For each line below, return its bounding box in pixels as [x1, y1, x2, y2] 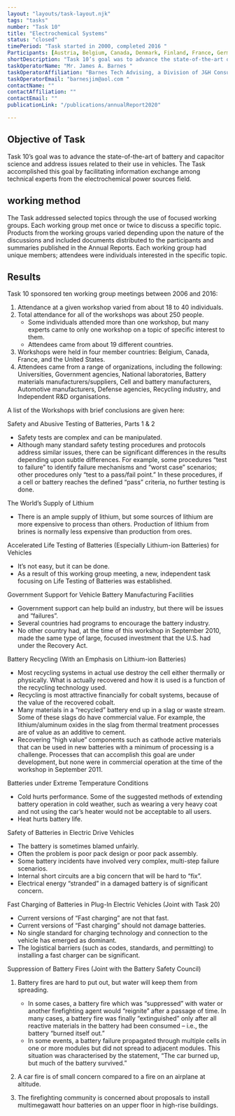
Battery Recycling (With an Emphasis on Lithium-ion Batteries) [7, 655, 187, 663]
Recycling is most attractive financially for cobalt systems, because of [17, 691, 220, 700]
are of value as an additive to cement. [17, 728, 127, 737]
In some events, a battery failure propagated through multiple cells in [27, 1037, 227, 1045]
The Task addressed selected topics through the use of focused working [7, 213, 217, 222]
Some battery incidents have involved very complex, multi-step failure [17, 857, 220, 866]
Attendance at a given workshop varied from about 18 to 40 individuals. [17, 303, 224, 312]
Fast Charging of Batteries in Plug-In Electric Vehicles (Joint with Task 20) [7, 900, 220, 909]
